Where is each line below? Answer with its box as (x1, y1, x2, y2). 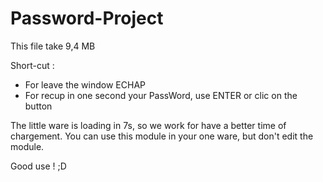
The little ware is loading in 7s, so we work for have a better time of (10, 119, 287, 131)
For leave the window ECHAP (24, 78, 146, 91)
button (24, 100, 53, 112)
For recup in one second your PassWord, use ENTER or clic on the (24, 89, 298, 101)
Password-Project (10, 7, 164, 30)
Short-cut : (10, 59, 55, 71)
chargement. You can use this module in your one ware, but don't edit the (10, 130, 314, 142)
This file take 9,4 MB (10, 40, 96, 52)
